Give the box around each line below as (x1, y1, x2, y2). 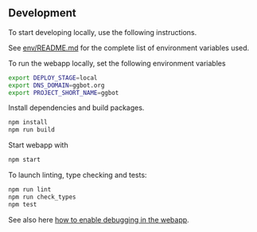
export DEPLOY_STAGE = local (8, 73, 98, 82)
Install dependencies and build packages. (8, 103, 145, 112)
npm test (8, 200, 37, 208)
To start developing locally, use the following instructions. (8, 27, 197, 37)
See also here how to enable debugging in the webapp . (8, 214, 189, 224)
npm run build (8, 126, 56, 134)
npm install (8, 119, 48, 127)
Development (8, 6, 77, 20)
